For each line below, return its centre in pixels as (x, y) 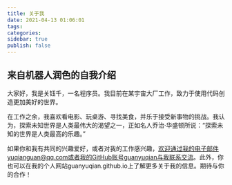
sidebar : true (28, 39)
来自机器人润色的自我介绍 (61, 76)
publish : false (29, 46)
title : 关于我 (26, 13)
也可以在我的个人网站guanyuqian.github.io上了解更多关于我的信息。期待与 (113, 166)
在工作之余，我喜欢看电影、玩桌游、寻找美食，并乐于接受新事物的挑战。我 (113, 116)
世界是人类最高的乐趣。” (52, 134)
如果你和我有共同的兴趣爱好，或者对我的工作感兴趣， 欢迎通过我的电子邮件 (113, 148)
